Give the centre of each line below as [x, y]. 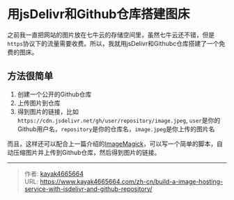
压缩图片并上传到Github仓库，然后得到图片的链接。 [87, 152]
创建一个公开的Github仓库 [54, 94]
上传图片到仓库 [39, 103]
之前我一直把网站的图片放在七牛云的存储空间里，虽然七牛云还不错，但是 [111, 35]
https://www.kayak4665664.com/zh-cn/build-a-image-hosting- [132, 181]
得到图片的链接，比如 [48, 111]
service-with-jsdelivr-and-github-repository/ [88, 189]
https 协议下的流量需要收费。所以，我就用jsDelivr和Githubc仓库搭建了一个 [113, 43]
